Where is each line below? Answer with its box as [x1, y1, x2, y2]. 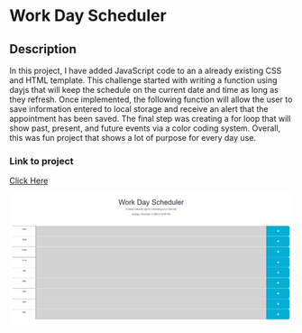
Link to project [9, 154, 74, 167]
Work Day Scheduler [9, 5, 167, 26]
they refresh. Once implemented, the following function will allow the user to [9, 94, 293, 105]
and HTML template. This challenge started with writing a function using [9, 75, 278, 86]
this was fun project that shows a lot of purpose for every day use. [9, 133, 257, 143]
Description [9, 42, 77, 57]
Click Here [9, 175, 49, 186]
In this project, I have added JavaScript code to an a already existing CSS [9, 65, 282, 76]
